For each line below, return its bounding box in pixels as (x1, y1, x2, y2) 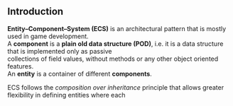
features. (7, 61, 34, 70)
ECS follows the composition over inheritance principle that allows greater (7, 83, 224, 91)
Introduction (7, 6, 64, 18)
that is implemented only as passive (7, 47, 112, 55)
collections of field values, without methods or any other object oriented (7, 54, 219, 63)
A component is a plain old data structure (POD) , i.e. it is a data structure (7, 39, 224, 48)
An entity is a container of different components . (7, 69, 153, 78)
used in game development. (7, 32, 89, 40)
